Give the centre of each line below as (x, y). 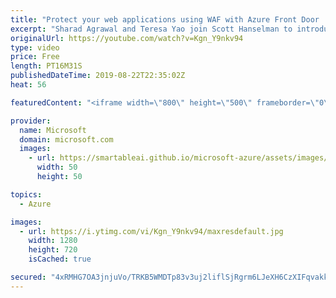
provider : (31, 121)
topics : (26, 194)
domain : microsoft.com (66, 139)
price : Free (35, 57)
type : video (35, 47)
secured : (28, 277)
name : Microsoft (53, 130)
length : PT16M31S (46, 66)
